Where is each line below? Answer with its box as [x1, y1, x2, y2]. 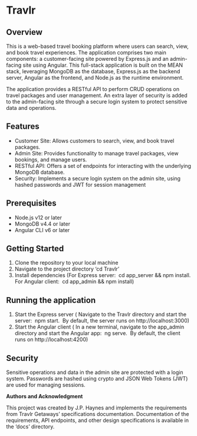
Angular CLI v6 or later [14, 226, 70, 233]
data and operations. [6, 105, 57, 111]
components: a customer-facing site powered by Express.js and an [6, 56, 169, 62]
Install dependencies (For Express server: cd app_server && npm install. [14, 272, 191, 279]
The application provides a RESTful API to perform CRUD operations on [6, 86, 180, 92]
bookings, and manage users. [14, 156, 87, 163]
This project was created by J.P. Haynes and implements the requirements [6, 404, 187, 411]
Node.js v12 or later [14, 214, 62, 221]
